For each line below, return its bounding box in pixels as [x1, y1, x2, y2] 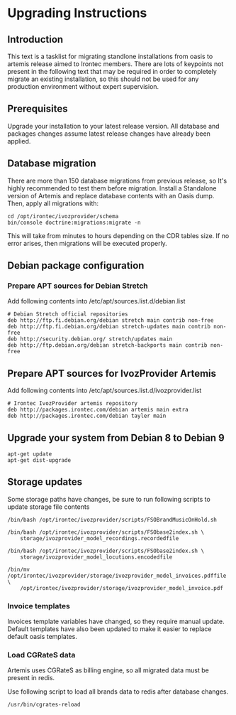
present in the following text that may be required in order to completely [7, 68, 218, 75]
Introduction [7, 33, 64, 45]
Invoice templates [7, 601, 71, 611]
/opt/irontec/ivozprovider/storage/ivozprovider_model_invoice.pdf [20, 584, 223, 591]
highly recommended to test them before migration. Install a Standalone [7, 183, 217, 193]
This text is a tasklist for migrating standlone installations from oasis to [7, 52, 213, 60]
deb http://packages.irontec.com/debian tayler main [7, 412, 167, 420]
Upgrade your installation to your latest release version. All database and [7, 122, 220, 130]
